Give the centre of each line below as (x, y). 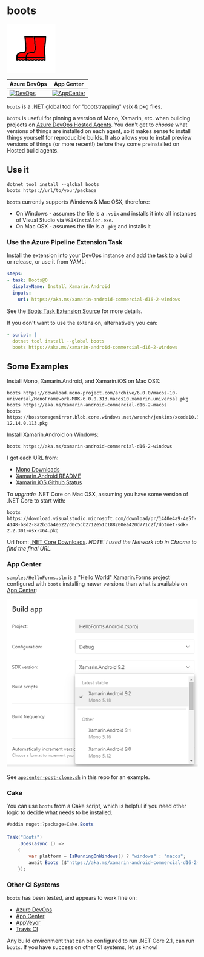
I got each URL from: (33, 458)
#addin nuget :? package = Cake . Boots (51, 825)
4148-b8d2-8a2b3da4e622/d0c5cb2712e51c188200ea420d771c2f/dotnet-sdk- (98, 525)
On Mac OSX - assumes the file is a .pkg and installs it (83, 226)
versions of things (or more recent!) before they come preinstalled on (93, 144)
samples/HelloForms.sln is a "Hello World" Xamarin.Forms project (88, 577)
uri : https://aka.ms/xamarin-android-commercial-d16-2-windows (99, 299)
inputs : (22, 293)
